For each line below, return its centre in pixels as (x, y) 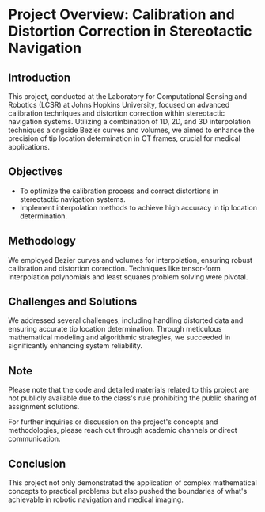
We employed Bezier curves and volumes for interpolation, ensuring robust (131, 260)
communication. (34, 439)
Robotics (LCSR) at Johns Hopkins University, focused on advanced (119, 105)
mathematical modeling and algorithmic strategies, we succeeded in (119, 337)
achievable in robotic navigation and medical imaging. (96, 499)
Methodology (42, 241)
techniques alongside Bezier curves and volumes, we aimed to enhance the (131, 130)
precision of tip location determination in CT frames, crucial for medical (125, 138)
